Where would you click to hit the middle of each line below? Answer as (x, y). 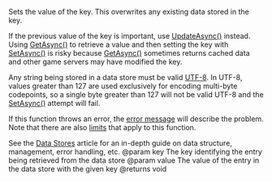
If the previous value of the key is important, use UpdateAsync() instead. (130, 36)
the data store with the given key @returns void (88, 169)
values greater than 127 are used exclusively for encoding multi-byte (123, 86)
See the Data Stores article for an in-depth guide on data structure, (121, 143)
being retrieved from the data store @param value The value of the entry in (134, 160)
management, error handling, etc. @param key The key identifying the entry (135, 152)
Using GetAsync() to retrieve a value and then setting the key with (119, 44)
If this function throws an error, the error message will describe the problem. (136, 119)
